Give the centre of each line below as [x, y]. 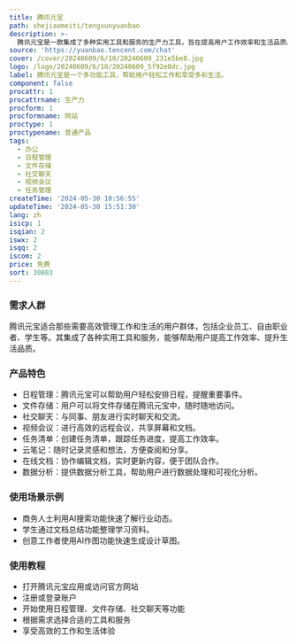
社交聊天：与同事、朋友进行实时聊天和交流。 [103, 416]
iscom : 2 [25, 256]
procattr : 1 [31, 91]
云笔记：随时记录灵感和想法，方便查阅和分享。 [107, 450]
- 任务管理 [34, 190]
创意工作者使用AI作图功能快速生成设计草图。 [103, 540]
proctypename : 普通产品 [50, 133]
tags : [19, 141]
